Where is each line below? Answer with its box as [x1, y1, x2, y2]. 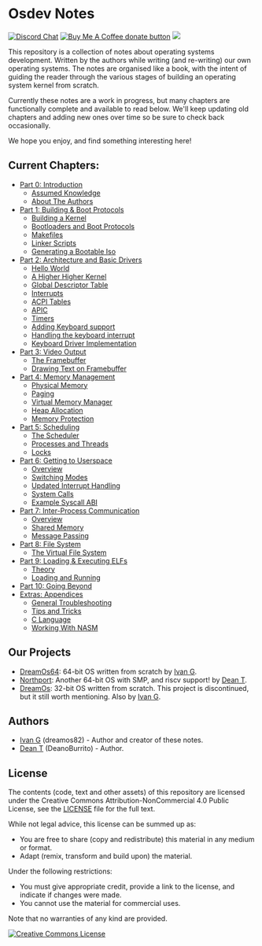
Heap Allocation [31, 405, 84, 415]
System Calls [31, 489, 74, 498]
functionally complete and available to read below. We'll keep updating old [8, 104, 249, 113]
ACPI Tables [31, 297, 72, 306]
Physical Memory [31, 380, 88, 390]
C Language [31, 615, 72, 624]
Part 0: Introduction [19, 179, 83, 189]
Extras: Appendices [19, 589, 83, 599]
